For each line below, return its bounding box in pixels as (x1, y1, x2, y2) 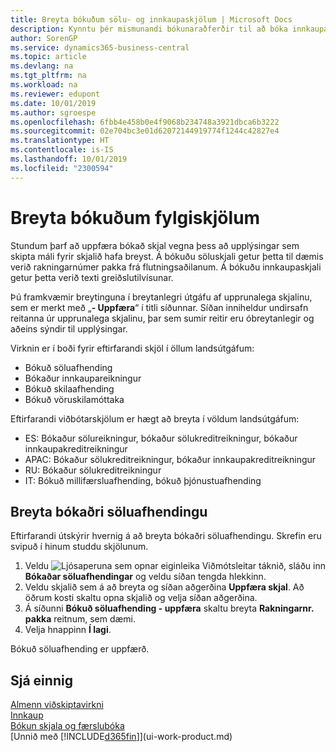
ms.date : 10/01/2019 (10, 98, 97, 108)
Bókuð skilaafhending (24, 382, 115, 395)
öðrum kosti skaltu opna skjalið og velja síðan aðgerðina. (24, 592, 258, 604)
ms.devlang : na (10, 61, 74, 71)
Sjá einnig (10, 672, 73, 689)
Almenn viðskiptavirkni (10, 699, 104, 711)
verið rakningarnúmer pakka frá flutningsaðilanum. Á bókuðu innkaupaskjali (10, 261, 322, 273)
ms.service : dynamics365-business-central (10, 42, 190, 53)
